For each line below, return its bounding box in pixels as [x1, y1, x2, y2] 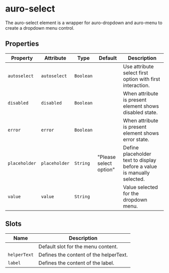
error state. [123, 136, 149, 143]
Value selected [123, 184, 158, 191]
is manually [123, 169, 150, 176]
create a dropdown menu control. [5, 25, 74, 31]
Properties [5, 40, 39, 48]
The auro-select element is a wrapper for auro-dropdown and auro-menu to [5, 20, 162, 26]
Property [11, 54, 33, 61]
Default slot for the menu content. [38, 243, 118, 250]
